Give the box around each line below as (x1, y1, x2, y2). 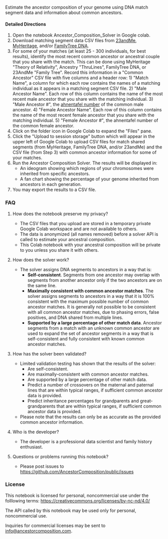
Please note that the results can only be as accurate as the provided (20, 414, 161, 420)
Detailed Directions (5, 21, 46, 27)
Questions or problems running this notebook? (12, 453, 109, 459)
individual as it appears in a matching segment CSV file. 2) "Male (12, 85, 147, 92)
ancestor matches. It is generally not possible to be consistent (27, 303, 156, 310)
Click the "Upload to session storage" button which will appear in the (12, 133, 155, 139)
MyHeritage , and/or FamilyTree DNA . (12, 43, 89, 49)
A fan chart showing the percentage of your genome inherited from (20, 176, 159, 182)
